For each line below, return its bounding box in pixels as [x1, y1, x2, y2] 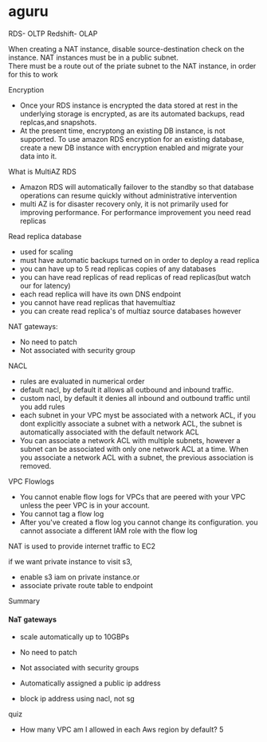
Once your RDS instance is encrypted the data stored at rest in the [19, 100, 238, 110]
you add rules [19, 402, 65, 411]
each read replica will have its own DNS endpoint [19, 289, 182, 299]
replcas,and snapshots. [19, 117, 97, 127]
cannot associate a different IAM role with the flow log [19, 525, 198, 536]
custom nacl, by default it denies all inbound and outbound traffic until [19, 393, 250, 402]
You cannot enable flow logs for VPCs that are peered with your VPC [19, 492, 245, 501]
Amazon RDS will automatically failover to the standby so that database [19, 182, 254, 191]
